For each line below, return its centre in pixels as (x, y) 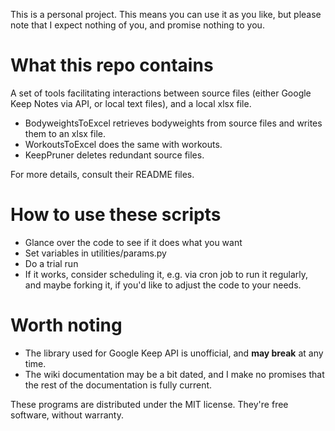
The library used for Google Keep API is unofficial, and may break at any (174, 353)
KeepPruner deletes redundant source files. (114, 155)
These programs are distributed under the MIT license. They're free (149, 404)
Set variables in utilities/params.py (95, 253)
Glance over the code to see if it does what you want (133, 242)
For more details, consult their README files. (102, 174)
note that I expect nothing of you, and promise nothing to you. (137, 25)
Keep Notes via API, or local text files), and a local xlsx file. (131, 103)
